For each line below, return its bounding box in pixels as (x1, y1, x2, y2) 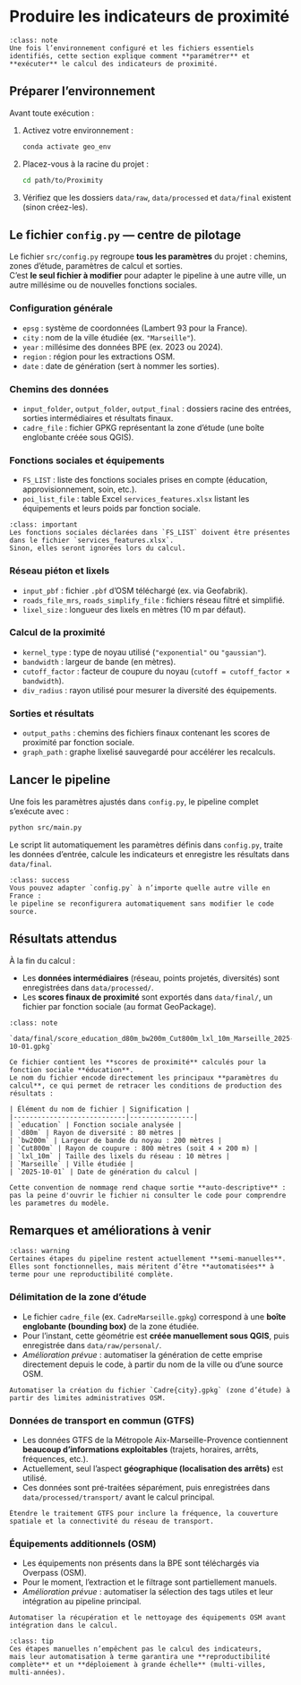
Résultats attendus (9, 932, 117, 947)
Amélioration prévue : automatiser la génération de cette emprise (21, 1349, 262, 1360)
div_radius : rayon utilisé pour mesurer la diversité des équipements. (21, 684, 278, 695)
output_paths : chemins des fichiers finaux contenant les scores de (21, 727, 271, 738)
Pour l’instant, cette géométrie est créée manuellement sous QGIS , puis (21, 1330, 289, 1341)
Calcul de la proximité (9, 626, 106, 639)
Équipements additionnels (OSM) (9, 1537, 157, 1550)
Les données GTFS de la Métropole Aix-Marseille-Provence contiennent (21, 1435, 288, 1445)
